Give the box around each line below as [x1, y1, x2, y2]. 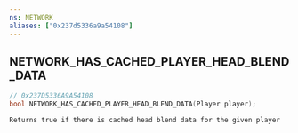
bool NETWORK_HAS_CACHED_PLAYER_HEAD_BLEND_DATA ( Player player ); [9, 99, 256, 109]
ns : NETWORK [9, 12, 53, 22]
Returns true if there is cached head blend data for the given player [9, 116, 280, 125]
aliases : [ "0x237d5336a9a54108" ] [9, 21, 133, 30]
